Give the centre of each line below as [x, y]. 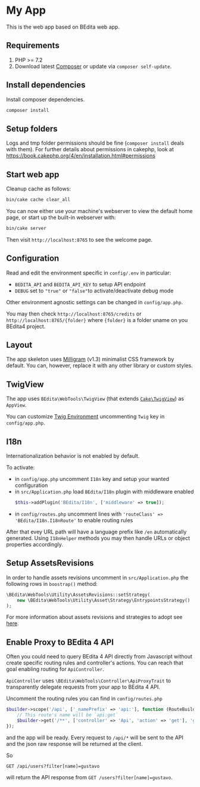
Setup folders [32, 129]
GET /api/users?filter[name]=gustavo [53, 766]
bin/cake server [26, 228]
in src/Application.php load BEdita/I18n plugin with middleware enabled [104, 492]
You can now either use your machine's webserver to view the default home [99, 211]
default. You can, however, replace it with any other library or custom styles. [100, 366]
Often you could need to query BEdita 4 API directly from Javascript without [99, 657]
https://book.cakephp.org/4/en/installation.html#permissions [81, 156]
